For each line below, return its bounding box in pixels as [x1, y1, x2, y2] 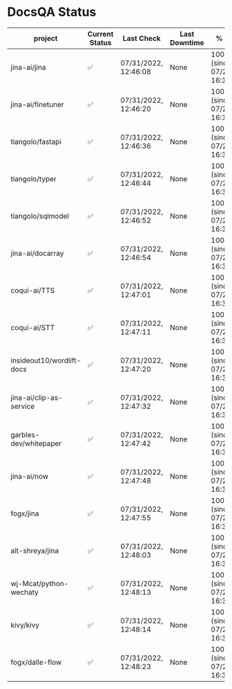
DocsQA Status [7, 4, 97, 20]
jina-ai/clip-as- [10, 392, 64, 402]
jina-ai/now [10, 471, 49, 481]
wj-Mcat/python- [10, 578, 69, 588]
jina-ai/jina [10, 62, 46, 72]
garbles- [10, 430, 40, 439]
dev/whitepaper [10, 439, 62, 448]
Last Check [122, 33, 161, 43]
